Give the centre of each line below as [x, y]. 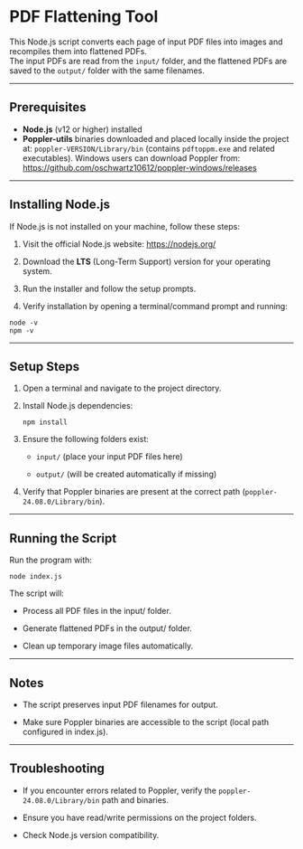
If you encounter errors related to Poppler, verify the [119, 790]
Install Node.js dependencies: [78, 406]
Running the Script [63, 538]
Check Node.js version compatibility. [91, 835]
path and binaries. [135, 800]
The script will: [37, 593]
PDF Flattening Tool [84, 17]
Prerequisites [48, 107]
